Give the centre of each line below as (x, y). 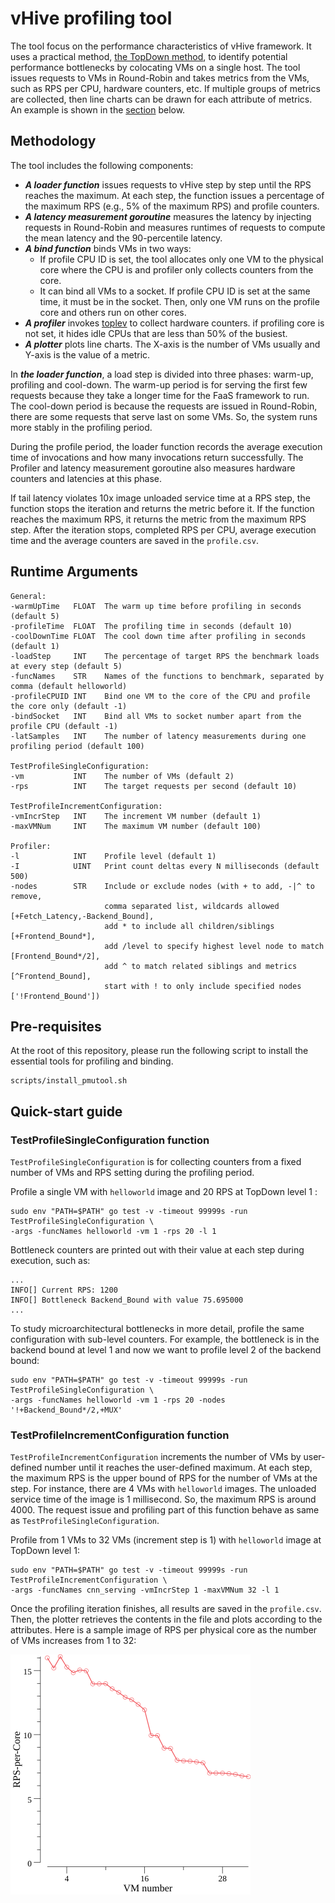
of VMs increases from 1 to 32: (73, 1641)
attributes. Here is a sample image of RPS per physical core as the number (164, 1630)
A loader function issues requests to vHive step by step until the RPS (168, 184)
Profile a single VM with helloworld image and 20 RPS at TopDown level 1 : (164, 1192)
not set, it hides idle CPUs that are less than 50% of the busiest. (156, 333)
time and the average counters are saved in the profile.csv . (134, 540)
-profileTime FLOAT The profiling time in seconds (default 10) (151, 626)
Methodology (53, 141)
